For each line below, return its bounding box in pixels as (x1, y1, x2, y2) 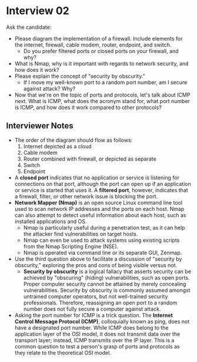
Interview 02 (6, 4, 69, 18)
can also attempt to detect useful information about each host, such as (14, 211, 186, 218)
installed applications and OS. (14, 218, 87, 225)
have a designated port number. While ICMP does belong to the (14, 324, 169, 331)
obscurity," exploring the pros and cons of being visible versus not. (14, 261, 178, 268)
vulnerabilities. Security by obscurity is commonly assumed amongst (23, 287, 191, 294)
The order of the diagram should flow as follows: (14, 137, 133, 144)
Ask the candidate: (6, 24, 52, 31)
